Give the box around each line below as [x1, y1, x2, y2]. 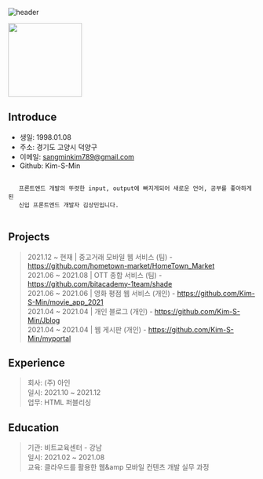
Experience [8, 357, 65, 370]
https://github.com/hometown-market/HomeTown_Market [27, 261, 215, 270]
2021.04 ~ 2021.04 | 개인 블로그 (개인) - [27, 306, 153, 316]
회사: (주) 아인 [27, 378, 71, 388]
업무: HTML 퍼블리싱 [27, 397, 92, 408]
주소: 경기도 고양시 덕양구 [19, 142, 98, 152]
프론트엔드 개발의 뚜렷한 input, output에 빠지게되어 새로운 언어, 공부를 [18, 185, 228, 192]
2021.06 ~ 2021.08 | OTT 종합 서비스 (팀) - [27, 270, 163, 280]
